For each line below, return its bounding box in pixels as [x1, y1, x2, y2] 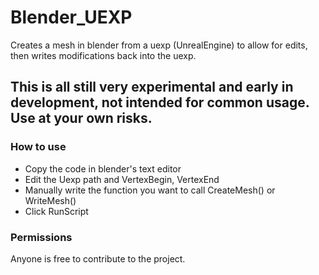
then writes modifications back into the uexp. [10, 49, 197, 61]
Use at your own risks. [10, 110, 153, 127]
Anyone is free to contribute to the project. [10, 252, 186, 265]
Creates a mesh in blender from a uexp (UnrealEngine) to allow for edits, [10, 39, 308, 51]
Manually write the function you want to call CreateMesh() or [24, 184, 276, 196]
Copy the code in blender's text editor [24, 162, 182, 175]
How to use [10, 140, 67, 154]
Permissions [10, 230, 73, 244]
